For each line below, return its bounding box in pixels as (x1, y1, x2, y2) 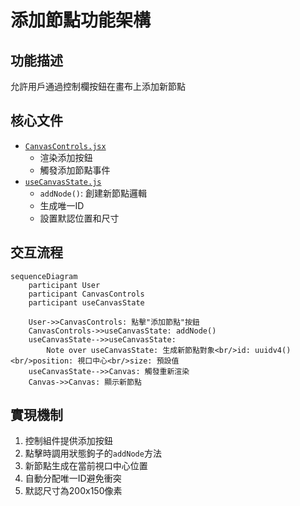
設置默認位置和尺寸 (39, 212, 120, 224)
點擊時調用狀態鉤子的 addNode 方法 (24, 447, 162, 460)
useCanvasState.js (24, 177, 102, 187)
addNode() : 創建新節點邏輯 (39, 187, 148, 199)
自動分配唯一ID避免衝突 (24, 472, 122, 485)
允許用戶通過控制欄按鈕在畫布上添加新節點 (10, 81, 186, 92)
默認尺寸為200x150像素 (24, 485, 123, 497)
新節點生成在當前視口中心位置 (24, 460, 148, 472)
